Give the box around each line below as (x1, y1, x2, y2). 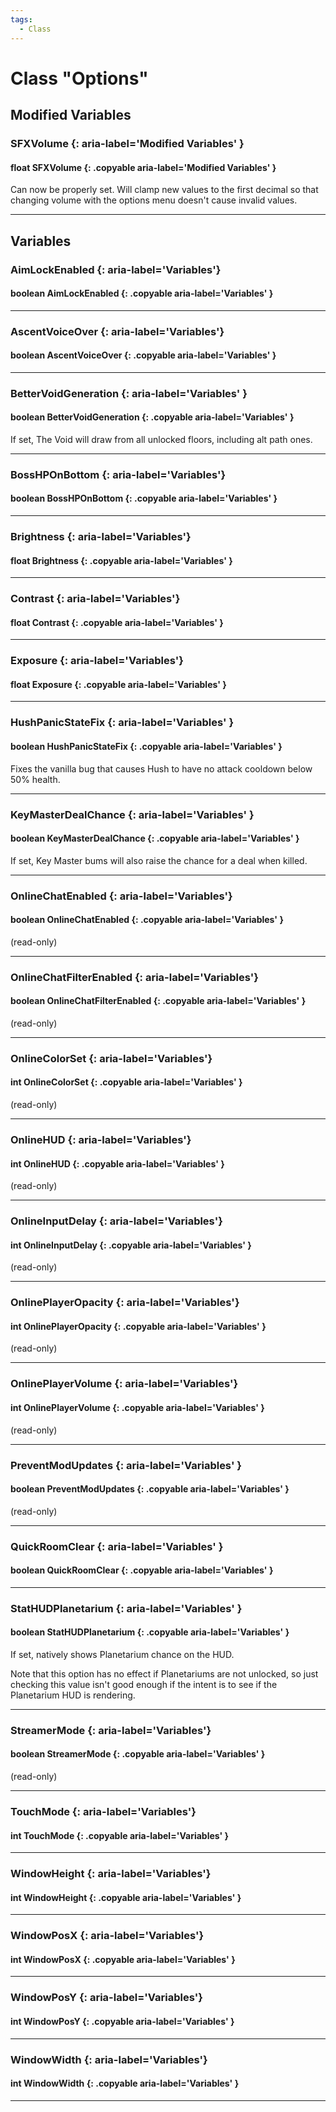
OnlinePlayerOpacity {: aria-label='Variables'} (10, 1296, 240, 1310)
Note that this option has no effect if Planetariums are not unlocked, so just (10, 1667, 319, 1680)
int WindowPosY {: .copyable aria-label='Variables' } (10, 2015, 235, 2027)
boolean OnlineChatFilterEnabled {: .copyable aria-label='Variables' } (10, 995, 307, 1007)
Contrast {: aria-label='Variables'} (10, 592, 181, 606)
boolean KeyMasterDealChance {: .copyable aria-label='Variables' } (10, 832, 300, 845)
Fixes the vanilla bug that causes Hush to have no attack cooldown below (10, 762, 313, 775)
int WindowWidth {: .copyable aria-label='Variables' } (10, 2077, 240, 2090)
